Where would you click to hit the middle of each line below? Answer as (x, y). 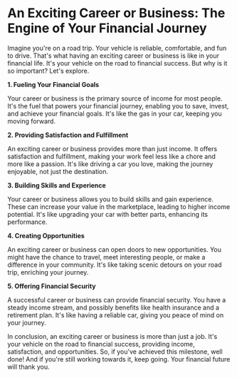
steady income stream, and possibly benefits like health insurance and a (113, 307)
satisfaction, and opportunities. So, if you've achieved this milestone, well (115, 352)
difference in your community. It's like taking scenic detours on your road (115, 265)
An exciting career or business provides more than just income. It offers (112, 148)
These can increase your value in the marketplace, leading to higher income (119, 206)
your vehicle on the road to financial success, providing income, (101, 344)
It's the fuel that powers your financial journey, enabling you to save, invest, (118, 106)
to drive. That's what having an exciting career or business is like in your (113, 56)
